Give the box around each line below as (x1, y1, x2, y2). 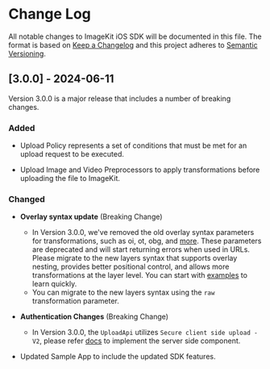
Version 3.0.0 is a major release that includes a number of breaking (8, 94, 231, 103)
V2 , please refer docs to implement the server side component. (31, 336, 241, 346)
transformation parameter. (31, 296, 119, 306)
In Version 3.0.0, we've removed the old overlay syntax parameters (31, 228, 255, 237)
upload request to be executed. (19, 149, 125, 159)
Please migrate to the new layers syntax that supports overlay (31, 254, 238, 263)
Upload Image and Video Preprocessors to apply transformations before (19, 165, 260, 174)
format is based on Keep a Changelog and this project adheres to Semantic (8, 40, 258, 49)
